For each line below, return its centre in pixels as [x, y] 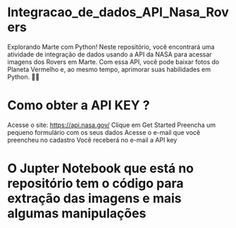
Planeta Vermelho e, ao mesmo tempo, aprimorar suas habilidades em [109, 69]
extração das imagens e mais [94, 199]
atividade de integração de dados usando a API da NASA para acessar [110, 54]
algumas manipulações [77, 214]
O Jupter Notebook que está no [101, 168]
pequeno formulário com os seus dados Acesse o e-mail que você [104, 132]
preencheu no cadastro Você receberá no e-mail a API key [92, 140]
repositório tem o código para [96, 184]
